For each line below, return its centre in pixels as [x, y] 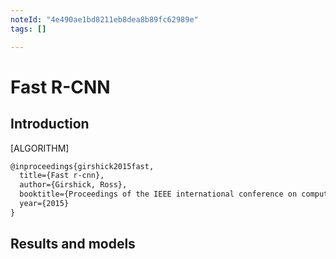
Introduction [50, 124]
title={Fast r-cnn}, [62, 176]
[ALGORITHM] [40, 148]
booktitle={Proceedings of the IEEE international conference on [158, 194]
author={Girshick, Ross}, [73, 185]
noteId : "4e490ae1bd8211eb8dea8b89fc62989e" [104, 19]
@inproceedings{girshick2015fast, [82, 166]
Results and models [73, 244]
